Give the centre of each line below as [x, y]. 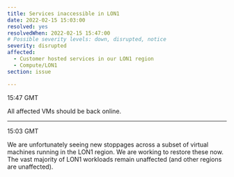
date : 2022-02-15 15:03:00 [46, 20]
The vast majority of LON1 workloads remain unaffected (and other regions [115, 159]
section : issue [29, 71]
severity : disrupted [37, 46]
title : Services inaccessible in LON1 [63, 14]
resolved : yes [28, 26]
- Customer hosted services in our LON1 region [84, 59]
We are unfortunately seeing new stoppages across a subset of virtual [108, 144]
